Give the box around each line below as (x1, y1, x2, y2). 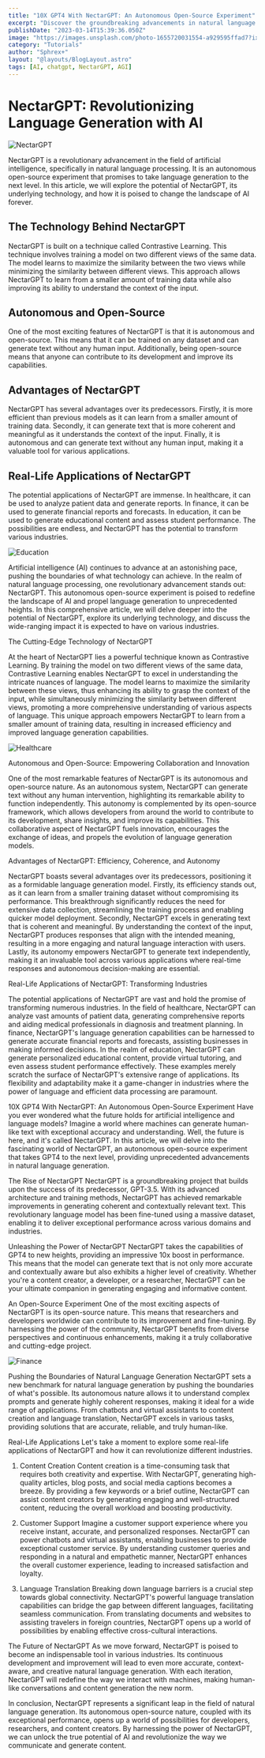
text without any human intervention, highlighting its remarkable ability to (8, 790, 245, 800)
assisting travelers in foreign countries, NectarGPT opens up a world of (19, 1617, 252, 1627)
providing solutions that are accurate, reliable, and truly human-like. (8, 1421, 228, 1431)
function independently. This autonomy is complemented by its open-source (8, 799, 257, 808)
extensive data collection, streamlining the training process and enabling (8, 905, 244, 914)
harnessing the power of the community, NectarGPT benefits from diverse (8, 1324, 250, 1334)
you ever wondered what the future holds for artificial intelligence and (8, 1110, 235, 1120)
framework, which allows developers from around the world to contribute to (8, 807, 254, 816)
